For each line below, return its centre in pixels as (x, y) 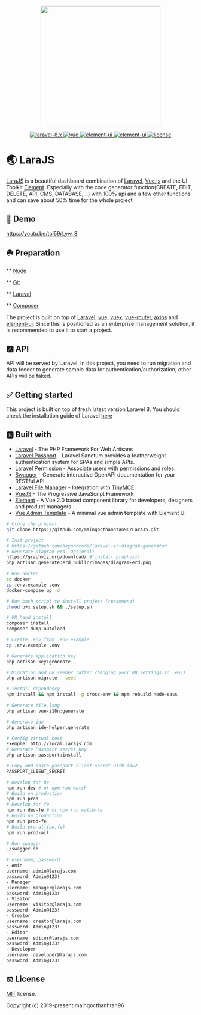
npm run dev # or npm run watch (46, 788)
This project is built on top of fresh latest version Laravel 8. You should (93, 409)
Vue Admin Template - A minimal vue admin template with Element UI (100, 513)
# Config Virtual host (34, 738)
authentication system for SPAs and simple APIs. (75, 462)
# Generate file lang (33, 706)
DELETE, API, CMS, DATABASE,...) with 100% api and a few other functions (98, 194)
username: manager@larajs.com (44, 888)
